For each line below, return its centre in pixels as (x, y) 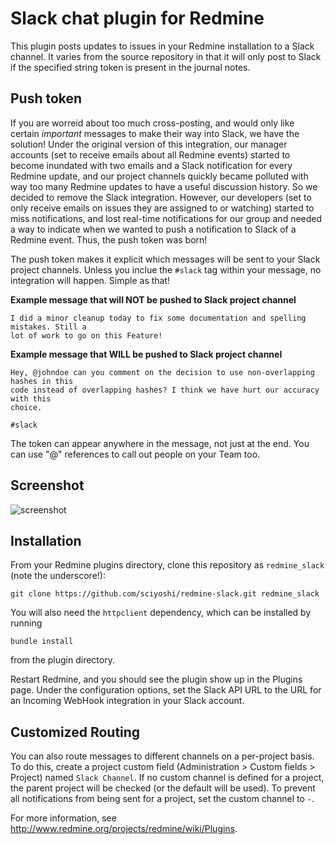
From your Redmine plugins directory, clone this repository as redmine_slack (167, 565)
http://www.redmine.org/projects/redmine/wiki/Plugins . (124, 829)
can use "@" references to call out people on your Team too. (135, 454)
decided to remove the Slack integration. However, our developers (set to (161, 197)
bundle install (42, 642)
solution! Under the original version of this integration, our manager (149, 144)
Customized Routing (75, 732)
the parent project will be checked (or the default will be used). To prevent (163, 788)
